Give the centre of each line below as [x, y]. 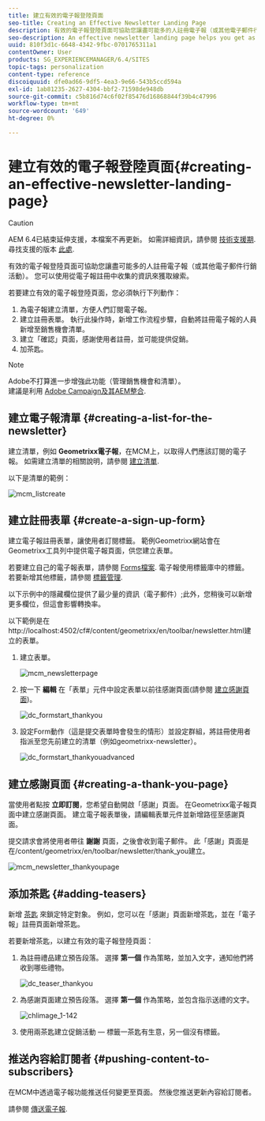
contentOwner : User [40, 52]
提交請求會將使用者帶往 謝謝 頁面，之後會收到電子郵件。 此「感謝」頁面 [125, 841]
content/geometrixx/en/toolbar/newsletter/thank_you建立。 [114, 851]
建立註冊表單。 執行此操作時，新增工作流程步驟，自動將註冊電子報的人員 [138, 319]
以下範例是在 [29, 621]
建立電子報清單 [45, 419]
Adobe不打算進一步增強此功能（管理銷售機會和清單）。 [97, 381]
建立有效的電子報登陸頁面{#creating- [130, 167]
